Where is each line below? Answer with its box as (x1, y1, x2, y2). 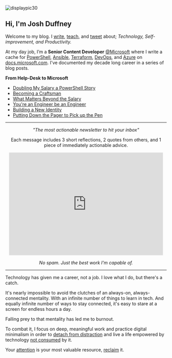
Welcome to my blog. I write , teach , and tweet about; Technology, (5, 33, 144, 39)
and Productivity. (35, 38, 72, 45)
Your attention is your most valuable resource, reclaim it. (5, 346, 124, 353)
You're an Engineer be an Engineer (12, 101, 87, 107)
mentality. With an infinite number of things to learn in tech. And (29, 295, 164, 301)
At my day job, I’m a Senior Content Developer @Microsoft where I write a (5, 49, 163, 55)
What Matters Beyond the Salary (12, 95, 81, 102)
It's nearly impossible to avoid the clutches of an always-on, (5, 289, 132, 296)
